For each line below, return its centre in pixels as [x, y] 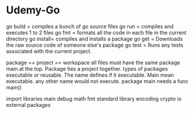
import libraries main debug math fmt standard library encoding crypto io [94, 99]
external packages [28, 105]
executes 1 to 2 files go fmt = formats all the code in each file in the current [96, 32]
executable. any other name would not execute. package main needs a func [97, 81]
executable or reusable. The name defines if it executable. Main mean [90, 75]
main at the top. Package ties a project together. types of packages [87, 68]
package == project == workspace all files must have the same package [93, 63]
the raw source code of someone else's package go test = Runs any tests [95, 45]
